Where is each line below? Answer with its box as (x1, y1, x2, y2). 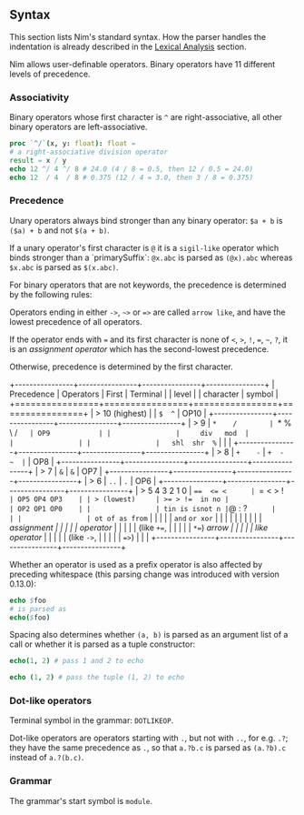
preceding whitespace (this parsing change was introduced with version (9, 568, 279, 579)
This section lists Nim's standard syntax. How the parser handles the (9, 31, 267, 42)
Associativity (9, 91, 70, 104)
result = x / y (9, 156, 67, 165)
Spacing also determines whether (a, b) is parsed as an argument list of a (9, 629, 289, 640)
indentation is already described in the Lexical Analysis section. (9, 41, 247, 52)
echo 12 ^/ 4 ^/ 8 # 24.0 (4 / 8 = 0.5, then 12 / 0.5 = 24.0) (9, 164, 254, 174)
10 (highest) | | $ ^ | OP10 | (103, 407, 207, 418)
